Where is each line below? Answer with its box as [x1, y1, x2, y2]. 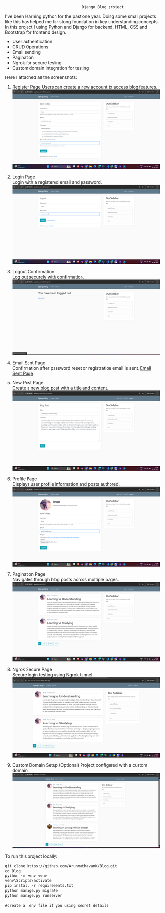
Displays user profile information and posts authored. [12, 481, 120, 487]
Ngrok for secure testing [12, 60, 62, 66]
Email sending [12, 49, 41, 55]
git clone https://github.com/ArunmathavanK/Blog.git [5, 863, 118, 868]
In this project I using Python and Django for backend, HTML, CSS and [5, 24, 147, 30]
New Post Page [12, 380, 44, 386]
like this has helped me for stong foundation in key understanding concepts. [5, 19, 159, 24]
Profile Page [12, 476, 37, 482]
